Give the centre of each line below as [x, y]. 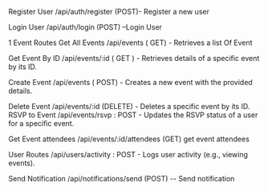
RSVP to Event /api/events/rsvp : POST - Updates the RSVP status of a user [133, 115]
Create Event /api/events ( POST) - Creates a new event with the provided [130, 82]
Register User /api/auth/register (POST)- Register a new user [109, 12]
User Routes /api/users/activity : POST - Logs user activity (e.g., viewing [128, 154]
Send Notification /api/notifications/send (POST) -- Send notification [122, 179]
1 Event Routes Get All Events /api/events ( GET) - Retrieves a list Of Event [130, 43]
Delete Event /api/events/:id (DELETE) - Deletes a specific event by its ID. [129, 106]
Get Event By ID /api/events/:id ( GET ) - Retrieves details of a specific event [134, 58]
